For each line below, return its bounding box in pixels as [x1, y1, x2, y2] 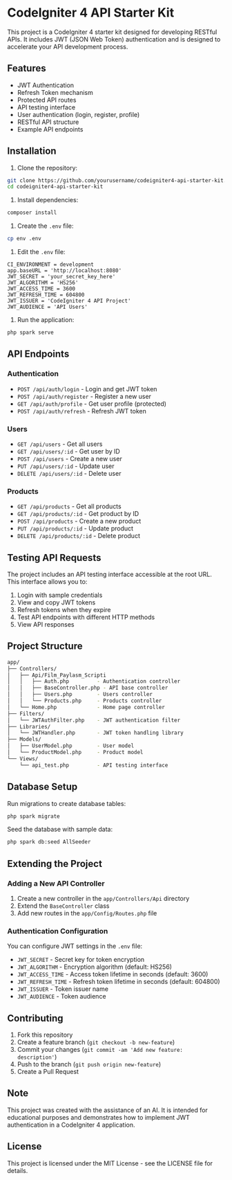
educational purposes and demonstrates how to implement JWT [7, 1113, 190, 1121]
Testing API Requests [7, 552, 101, 564]
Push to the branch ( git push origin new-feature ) [17, 1060, 162, 1069]
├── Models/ [7, 736, 41, 743]
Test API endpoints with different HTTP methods [17, 613, 155, 621]
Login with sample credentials [17, 591, 103, 600]
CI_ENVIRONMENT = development [7, 261, 95, 268]
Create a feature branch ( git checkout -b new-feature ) [17, 1038, 175, 1046]
